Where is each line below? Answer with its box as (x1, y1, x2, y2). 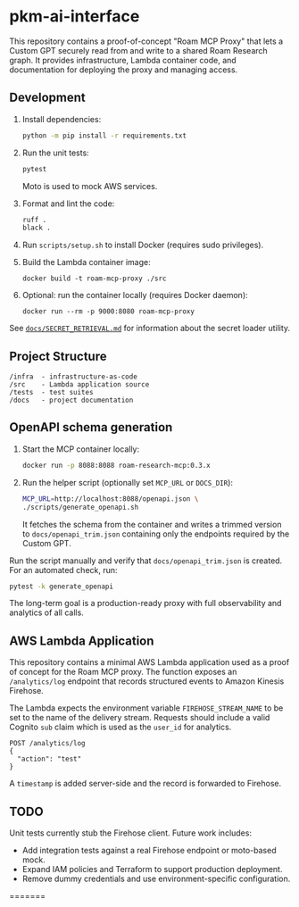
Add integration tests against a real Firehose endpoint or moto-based (21, 845, 277, 855)
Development (9, 90, 87, 105)
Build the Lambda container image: (21, 257, 151, 268)
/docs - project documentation (9, 395, 134, 405)
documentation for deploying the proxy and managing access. (9, 64, 238, 75)
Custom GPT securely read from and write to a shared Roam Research (9, 45, 268, 55)
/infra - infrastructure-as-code (9, 372, 138, 381)
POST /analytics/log (9, 739, 87, 748)
